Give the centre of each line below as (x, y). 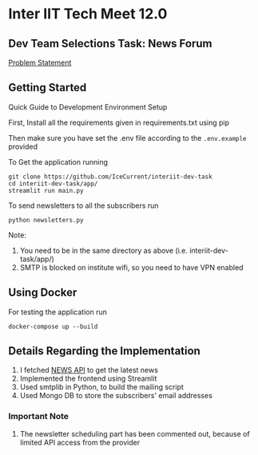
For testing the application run (58, 312)
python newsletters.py (46, 220)
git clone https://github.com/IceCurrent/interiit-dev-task (111, 177)
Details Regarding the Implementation (105, 351)
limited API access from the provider (80, 442)
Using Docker (43, 293)
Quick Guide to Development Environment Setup (88, 107)
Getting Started (48, 88)
